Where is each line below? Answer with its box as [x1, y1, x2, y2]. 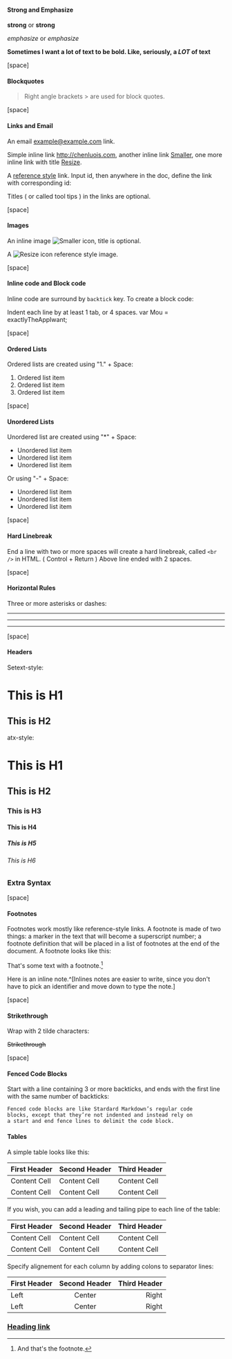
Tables [7, 1132, 28, 1140]
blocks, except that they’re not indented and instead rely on [7, 1112, 193, 1119]
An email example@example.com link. [7, 137, 115, 145]
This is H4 [7, 823, 37, 831]
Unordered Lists [7, 417, 55, 426]
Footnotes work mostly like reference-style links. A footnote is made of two [7, 925, 221, 933]
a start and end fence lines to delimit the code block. [7, 1118, 175, 1125]
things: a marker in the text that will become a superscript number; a [7, 932, 202, 941]
